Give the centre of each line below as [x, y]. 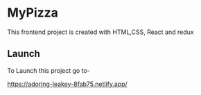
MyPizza [33, 13]
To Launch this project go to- [49, 70]
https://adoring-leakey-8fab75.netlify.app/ [68, 84]
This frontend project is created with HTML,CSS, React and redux [101, 32]
